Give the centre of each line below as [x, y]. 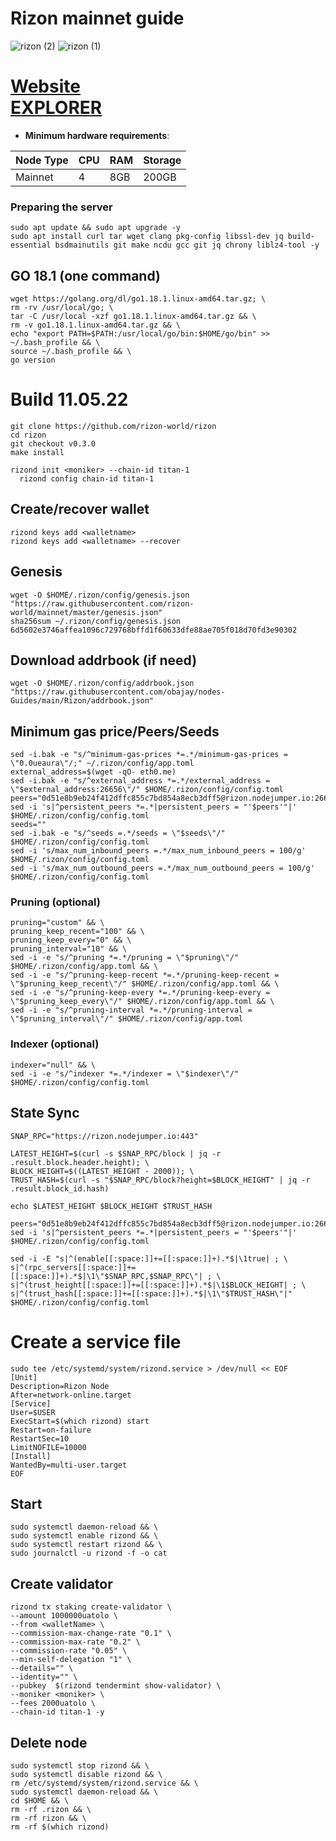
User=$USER [33, 1412]
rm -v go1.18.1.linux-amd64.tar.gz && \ [96, 325]
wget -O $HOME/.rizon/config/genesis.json [100, 595]
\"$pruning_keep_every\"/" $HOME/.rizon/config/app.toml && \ [142, 1002]
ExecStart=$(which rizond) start [80, 1421]
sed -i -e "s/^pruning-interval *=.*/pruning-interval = [131, 1010]
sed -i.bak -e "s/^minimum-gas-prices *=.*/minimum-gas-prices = [149, 755]
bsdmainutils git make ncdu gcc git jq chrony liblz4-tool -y [187, 245]
